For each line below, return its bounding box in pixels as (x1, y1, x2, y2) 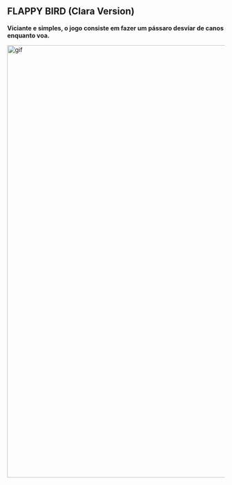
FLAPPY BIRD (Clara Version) (7, 6, 135, 17)
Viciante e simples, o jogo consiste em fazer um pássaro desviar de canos (7, 24, 224, 32)
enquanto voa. (7, 31, 50, 39)
